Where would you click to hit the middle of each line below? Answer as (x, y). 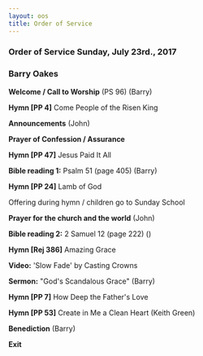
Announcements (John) (50, 123)
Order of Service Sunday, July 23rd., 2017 (93, 52)
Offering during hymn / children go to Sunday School (97, 202)
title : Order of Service (50, 24)
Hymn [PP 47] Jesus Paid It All (60, 155)
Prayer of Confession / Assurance (67, 138)
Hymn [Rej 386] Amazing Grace (62, 249)
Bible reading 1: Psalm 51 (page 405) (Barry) (83, 170)
